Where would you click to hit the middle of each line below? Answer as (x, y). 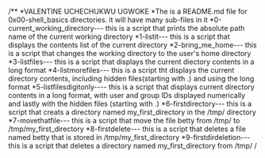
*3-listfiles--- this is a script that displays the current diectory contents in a (131, 62)
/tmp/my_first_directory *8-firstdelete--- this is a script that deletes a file (127, 129)
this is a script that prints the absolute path (175, 28)
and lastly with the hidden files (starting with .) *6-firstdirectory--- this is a (130, 103)
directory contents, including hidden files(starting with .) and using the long (131, 79)
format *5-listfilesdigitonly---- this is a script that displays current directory (132, 87)
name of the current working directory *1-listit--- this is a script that (119, 36)
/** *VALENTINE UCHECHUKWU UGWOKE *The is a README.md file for (128, 11)
